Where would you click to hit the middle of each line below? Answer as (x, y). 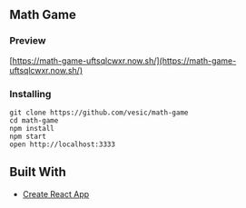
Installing (30, 94)
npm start (28, 136)
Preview (28, 41)
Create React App (56, 193)
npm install (32, 128)
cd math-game (34, 120)
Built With (38, 172)
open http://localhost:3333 (63, 144)
